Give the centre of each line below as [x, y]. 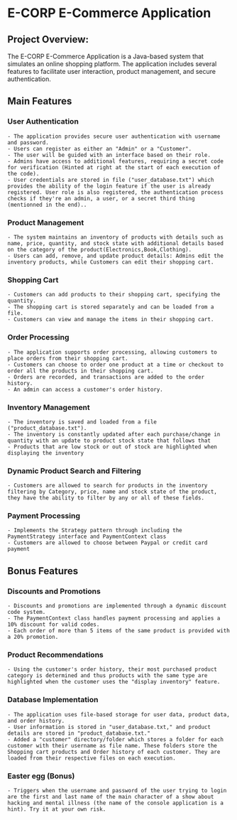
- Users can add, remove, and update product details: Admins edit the [115, 256]
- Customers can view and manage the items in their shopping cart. [111, 320]
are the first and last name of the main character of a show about [111, 797]
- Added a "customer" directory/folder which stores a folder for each [115, 739]
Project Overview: [48, 39]
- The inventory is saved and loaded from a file [82, 422]
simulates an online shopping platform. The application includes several [112, 64]
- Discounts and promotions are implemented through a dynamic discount [117, 606]
